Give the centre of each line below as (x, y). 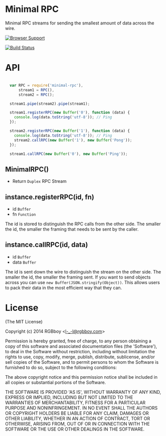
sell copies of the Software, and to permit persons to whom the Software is (82, 362)
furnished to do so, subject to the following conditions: (61, 367)
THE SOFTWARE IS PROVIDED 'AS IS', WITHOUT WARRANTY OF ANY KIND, (83, 392)
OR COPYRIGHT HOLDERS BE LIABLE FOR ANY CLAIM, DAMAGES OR (77, 413)
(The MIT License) (24, 321)
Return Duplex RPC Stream (40, 181)
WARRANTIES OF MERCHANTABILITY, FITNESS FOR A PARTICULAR (75, 403)
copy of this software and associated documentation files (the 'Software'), (81, 346)
